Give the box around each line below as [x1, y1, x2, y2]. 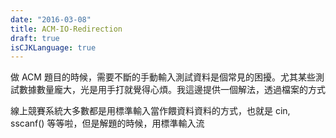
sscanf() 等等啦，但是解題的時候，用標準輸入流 [10, 117, 205, 130]
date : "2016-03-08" [10, 14, 92, 25]
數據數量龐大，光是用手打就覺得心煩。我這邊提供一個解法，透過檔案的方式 [18, 84, 326, 96]
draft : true [10, 33, 60, 43]
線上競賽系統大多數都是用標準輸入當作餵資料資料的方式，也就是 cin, [10, 105, 291, 117]
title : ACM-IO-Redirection [10, 24, 123, 34]
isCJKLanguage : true [10, 42, 97, 53]
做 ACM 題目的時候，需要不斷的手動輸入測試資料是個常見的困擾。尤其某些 [10, 71, 316, 83]
